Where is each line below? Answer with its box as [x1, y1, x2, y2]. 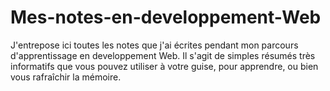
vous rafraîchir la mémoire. [10, 71, 122, 83]
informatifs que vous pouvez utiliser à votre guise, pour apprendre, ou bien [10, 60, 319, 72]
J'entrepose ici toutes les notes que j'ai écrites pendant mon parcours [10, 39, 299, 51]
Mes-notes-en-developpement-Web [10, 6, 322, 29]
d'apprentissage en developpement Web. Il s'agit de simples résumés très [10, 49, 316, 61]
